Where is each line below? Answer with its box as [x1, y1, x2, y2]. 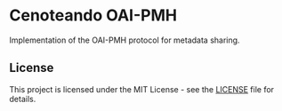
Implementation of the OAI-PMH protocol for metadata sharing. [9, 35, 240, 45]
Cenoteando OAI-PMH [9, 5, 178, 26]
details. [9, 93, 36, 104]
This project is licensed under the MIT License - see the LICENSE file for [9, 83, 274, 94]
